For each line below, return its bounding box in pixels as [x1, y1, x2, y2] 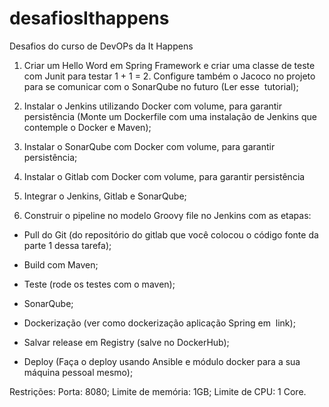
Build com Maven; [23, 258, 99, 271]
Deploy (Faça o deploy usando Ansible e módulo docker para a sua [23, 355, 301, 367]
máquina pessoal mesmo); [23, 366, 134, 378]
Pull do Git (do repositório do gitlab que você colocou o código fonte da [23, 228, 319, 241]
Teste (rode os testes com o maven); [23, 278, 176, 290]
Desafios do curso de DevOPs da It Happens [9, 40, 194, 52]
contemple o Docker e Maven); [23, 121, 152, 133]
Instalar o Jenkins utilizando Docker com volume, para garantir [23, 100, 283, 112]
